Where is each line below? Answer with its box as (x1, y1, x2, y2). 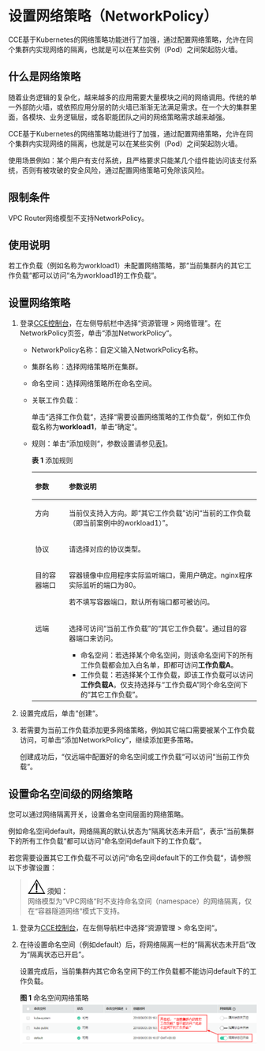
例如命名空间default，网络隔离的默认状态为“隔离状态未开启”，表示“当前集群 (8, 826, 255, 836)
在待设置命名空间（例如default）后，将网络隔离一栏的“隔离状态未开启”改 (19, 940, 256, 949)
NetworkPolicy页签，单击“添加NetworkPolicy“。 (19, 328, 176, 338)
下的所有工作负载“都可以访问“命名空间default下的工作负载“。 (8, 836, 207, 845)
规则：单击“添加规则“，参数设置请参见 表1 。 (31, 439, 172, 448)
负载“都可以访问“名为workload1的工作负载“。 (14, 271, 162, 280)
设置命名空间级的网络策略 (8, 787, 132, 801)
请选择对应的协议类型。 (69, 544, 146, 554)
